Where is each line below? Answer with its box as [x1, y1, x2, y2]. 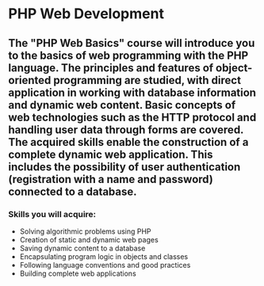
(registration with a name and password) [8, 172, 214, 186]
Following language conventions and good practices [19, 260, 191, 269]
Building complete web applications [19, 269, 136, 278]
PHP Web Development [8, 5, 165, 23]
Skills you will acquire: [8, 208, 97, 219]
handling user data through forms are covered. [8, 123, 244, 136]
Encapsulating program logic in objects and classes [19, 251, 189, 261]
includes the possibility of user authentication [8, 160, 241, 174]
